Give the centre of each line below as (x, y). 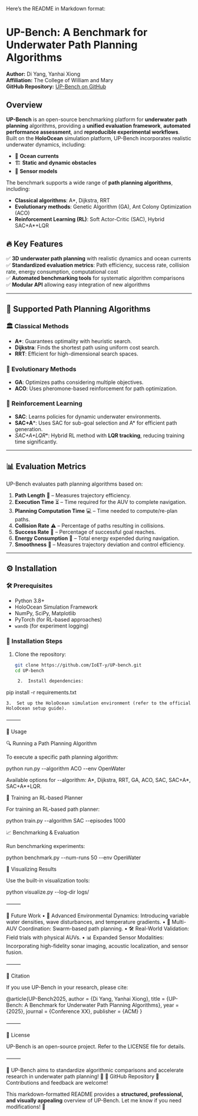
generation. (29, 429)
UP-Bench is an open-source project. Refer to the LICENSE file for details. (96, 1047)
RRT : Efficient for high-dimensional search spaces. (76, 354)
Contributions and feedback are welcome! (57, 1083)
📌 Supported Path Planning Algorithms (78, 309)
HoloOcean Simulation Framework (56, 607)
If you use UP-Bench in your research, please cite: (67, 988)
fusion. (14, 952)
